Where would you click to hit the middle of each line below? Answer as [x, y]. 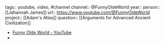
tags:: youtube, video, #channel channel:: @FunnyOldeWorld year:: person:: [82, 7]
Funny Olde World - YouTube [42, 32]
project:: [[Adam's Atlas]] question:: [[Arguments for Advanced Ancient [78, 18]
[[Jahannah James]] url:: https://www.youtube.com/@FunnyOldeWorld [78, 12]
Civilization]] [18, 23]
